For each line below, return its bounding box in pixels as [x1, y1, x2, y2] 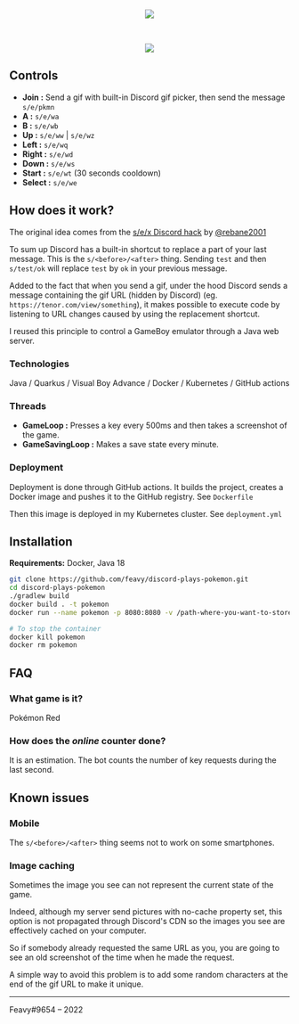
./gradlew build [9, 592, 69, 601]
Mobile [9, 816, 40, 829]
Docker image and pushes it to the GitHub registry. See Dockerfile [9, 491, 254, 502]
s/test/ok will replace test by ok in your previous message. [9, 263, 228, 274]
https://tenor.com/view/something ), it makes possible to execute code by [9, 299, 280, 309]
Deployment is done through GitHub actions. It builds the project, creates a [9, 481, 284, 492]
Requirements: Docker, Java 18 [9, 558, 125, 569]
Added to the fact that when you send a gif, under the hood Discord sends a [9, 280, 288, 291]
